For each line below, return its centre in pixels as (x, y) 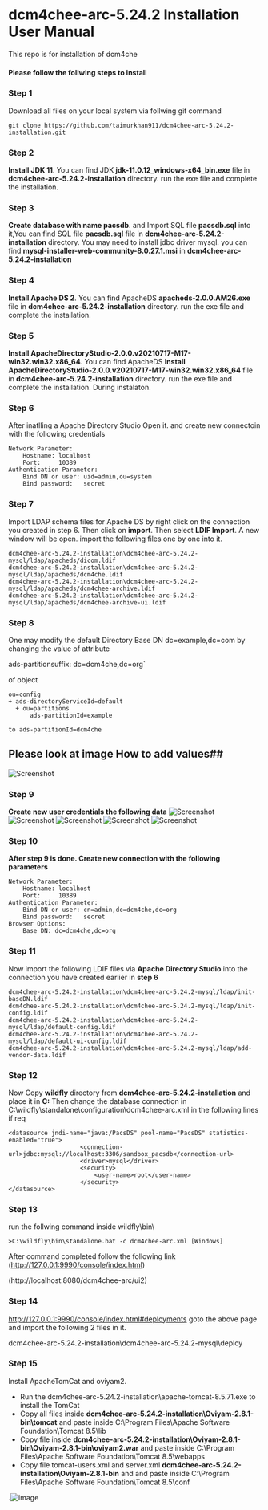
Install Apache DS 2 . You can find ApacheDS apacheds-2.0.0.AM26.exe (129, 298)
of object (23, 679)
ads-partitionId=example (71, 715)
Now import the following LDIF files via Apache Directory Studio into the (128, 968)
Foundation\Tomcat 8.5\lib (63, 1431)
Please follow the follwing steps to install (78, 72)
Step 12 (23, 1075)
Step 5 (21, 336)
